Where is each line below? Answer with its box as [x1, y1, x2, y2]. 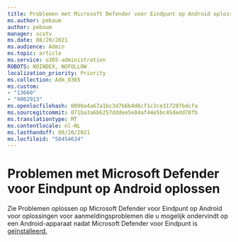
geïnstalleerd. [7, 227, 47, 236]
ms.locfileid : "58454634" [7, 135, 84, 142]
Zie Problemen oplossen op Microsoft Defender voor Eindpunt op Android [7, 204, 222, 213]
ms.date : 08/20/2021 [7, 37, 69, 44]
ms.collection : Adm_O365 [7, 76, 81, 83]
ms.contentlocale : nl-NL [7, 122, 81, 129]
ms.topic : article [7, 50, 62, 57]
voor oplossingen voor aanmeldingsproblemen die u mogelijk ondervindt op [7, 212, 229, 220]
